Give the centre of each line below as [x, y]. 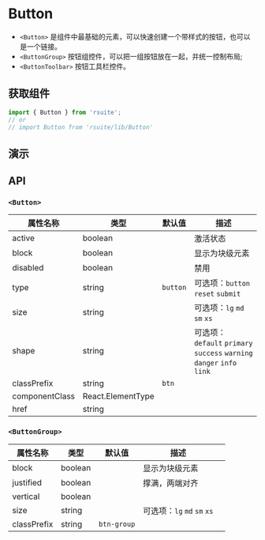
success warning [224, 353]
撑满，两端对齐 [171, 483]
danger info [216, 363]
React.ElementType [119, 396]
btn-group [117, 524]
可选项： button [222, 283]
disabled [28, 268]
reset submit [218, 294]
